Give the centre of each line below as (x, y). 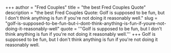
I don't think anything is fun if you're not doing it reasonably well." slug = (81, 18)
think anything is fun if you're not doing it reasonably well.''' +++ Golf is (80, 34)
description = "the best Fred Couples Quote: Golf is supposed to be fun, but (85, 13)
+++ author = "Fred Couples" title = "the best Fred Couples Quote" (76, 7)
